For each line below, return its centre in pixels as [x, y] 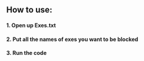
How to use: [29, 10]
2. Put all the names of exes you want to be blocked [72, 39]
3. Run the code [26, 53]
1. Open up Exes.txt [31, 25]
